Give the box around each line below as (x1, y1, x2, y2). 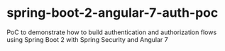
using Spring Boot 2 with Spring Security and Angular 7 (6, 35, 168, 43)
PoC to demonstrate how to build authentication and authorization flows (6, 28, 217, 36)
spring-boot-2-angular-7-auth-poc (6, 5, 219, 21)
